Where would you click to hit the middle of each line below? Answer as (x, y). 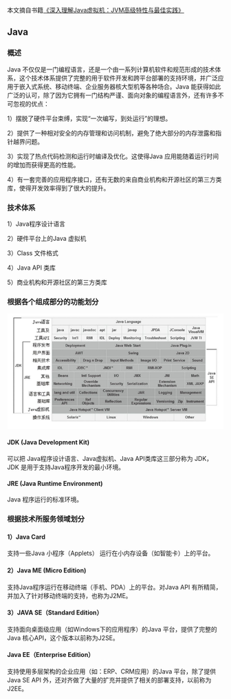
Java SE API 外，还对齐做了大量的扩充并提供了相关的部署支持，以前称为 (109, 680)
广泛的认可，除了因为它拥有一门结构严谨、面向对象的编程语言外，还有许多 (112, 95)
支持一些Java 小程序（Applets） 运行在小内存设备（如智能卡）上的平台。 (111, 553)
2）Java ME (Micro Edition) (47, 570)
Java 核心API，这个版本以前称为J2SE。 (63, 638)
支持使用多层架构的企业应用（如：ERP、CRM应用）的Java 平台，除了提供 (112, 671)
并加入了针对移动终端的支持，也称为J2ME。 (69, 595)
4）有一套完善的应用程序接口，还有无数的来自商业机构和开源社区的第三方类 (114, 179)
